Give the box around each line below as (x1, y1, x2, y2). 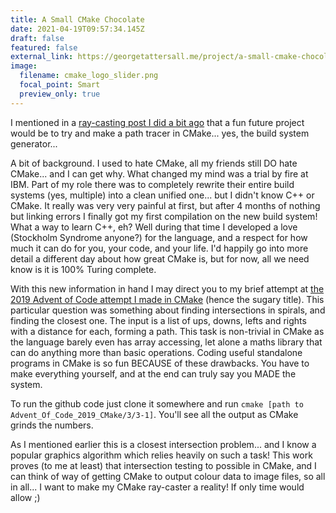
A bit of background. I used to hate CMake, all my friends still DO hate (10, 157, 298, 169)
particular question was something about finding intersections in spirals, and (10, 304, 326, 316)
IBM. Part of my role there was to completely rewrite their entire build (10, 178, 295, 190)
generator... (10, 137, 58, 150)
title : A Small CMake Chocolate (10, 14, 145, 25)
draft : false (10, 33, 65, 43)
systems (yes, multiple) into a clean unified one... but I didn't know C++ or (10, 189, 315, 201)
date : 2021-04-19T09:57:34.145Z (10, 24, 145, 34)
